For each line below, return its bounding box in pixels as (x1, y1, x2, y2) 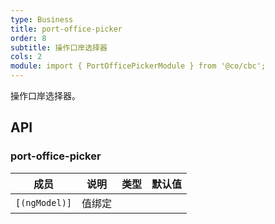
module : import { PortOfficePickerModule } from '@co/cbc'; (10, 61, 267, 71)
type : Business (10, 14, 74, 25)
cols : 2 (10, 52, 43, 62)
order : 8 (10, 33, 47, 43)
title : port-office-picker (10, 24, 123, 34)
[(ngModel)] (15, 197, 73, 208)
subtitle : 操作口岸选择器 (10, 42, 108, 53)
